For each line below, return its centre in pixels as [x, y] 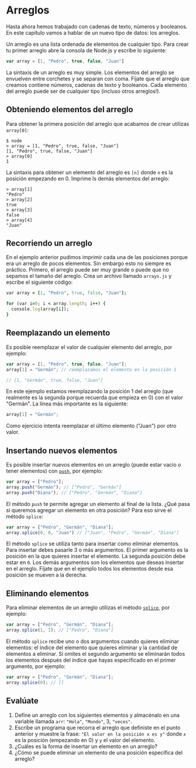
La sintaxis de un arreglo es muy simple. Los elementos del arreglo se [90, 72]
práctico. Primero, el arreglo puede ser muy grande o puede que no [88, 270]
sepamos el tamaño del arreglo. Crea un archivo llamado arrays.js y [89, 276]
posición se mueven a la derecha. [47, 575]
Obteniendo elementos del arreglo [70, 110]
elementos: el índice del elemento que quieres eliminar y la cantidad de [92, 648]
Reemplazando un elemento [58, 333]
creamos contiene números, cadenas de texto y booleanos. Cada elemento [97, 85]
